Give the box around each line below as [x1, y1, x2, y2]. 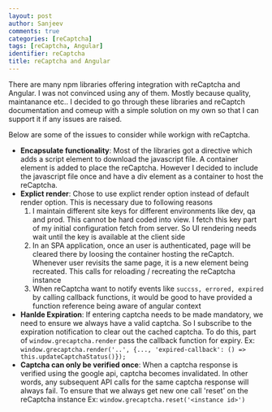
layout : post [8, 11, 53, 20]
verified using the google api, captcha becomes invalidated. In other [19, 368, 248, 378]
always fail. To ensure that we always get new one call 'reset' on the [19, 385, 249, 395]
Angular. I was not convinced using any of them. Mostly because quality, [8, 88, 252, 98]
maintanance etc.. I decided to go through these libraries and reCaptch [8, 97, 246, 106]
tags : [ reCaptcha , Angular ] [8, 42, 104, 50]
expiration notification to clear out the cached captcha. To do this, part [19, 327, 257, 336]
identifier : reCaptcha [8, 50, 85, 58]
